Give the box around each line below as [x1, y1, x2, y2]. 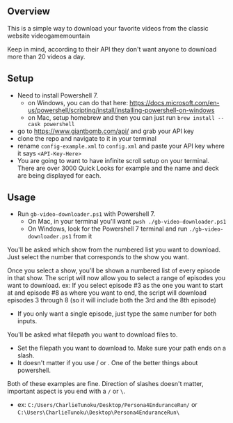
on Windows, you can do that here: [27, 98, 129, 107]
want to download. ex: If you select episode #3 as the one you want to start [7, 282, 223, 290]
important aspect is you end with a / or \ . [7, 387, 126, 396]
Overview [7, 6, 51, 17]
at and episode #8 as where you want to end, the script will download [7, 289, 207, 297]
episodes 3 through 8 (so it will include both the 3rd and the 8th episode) [7, 296, 217, 305]
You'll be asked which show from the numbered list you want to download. [7, 245, 221, 254]
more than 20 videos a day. [7, 52, 86, 61]
